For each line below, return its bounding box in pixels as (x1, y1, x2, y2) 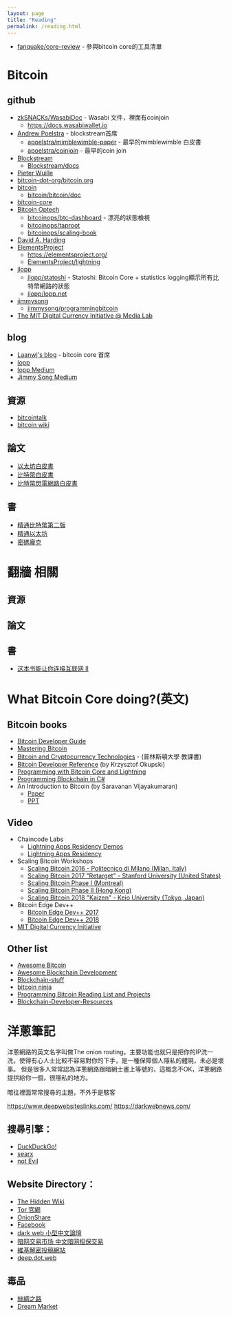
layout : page (7, 10, 45, 17)
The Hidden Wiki (16, 1197, 65, 1206)
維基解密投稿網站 (16, 1245, 66, 1254)
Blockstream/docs (27, 162, 80, 170)
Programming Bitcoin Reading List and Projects (16, 990, 151, 999)
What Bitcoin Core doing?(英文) (7, 691, 190, 707)
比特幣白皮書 (16, 470, 54, 479)
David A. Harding (16, 236, 66, 244)
